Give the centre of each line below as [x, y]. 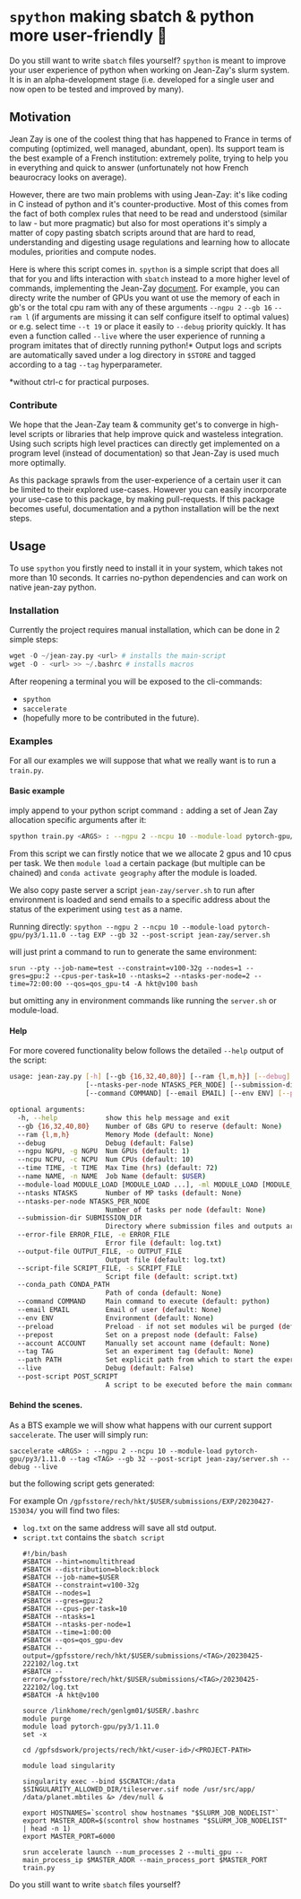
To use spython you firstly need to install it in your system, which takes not [146, 568]
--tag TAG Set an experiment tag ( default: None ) [136, 1352]
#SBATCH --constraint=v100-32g [81, 1586]
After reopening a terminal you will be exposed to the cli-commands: [136, 681]
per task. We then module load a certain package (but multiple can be [138, 863]
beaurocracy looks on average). [68, 177]
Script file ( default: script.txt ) [172, 1276]
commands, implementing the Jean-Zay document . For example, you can [145, 288]
